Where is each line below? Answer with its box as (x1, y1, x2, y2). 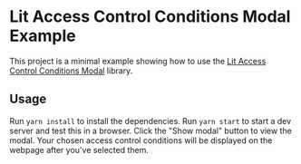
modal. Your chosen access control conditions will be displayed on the (9, 134, 273, 146)
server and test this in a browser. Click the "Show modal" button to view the (9, 125, 292, 136)
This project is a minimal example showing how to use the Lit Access (9, 55, 267, 66)
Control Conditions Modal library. (9, 65, 133, 76)
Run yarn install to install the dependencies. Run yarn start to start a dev (9, 115, 292, 126)
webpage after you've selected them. (9, 144, 150, 155)
